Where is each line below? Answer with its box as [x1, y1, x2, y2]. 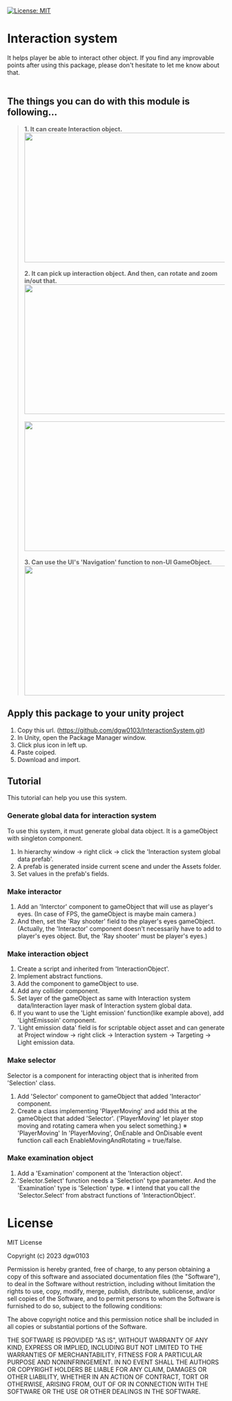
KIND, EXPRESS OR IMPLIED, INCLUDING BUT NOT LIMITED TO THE [7, 1343, 203, 1351]
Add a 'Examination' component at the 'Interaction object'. [17, 1169, 183, 1177]
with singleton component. [7, 834, 83, 842]
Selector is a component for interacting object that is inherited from [7, 1071, 199, 1079]
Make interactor [7, 887, 62, 896]
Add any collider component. [17, 987, 100, 995]
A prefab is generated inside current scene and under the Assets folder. [17, 862, 222, 871]
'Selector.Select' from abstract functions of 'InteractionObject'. [17, 1191, 196, 1199]
